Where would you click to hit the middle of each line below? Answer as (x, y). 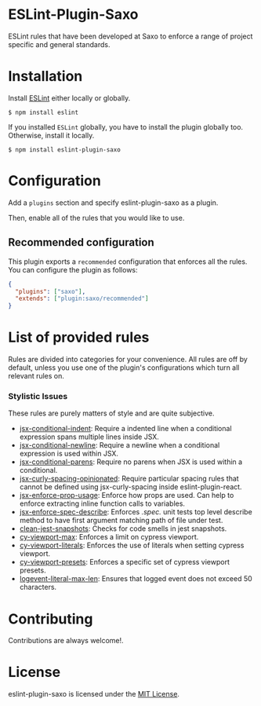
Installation (45, 77)
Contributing (51, 619)
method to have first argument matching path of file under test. (121, 521)
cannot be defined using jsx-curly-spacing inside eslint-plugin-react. (130, 487)
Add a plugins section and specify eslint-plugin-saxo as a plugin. (113, 203)
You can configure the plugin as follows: (73, 269)
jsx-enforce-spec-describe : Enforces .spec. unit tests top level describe (136, 512)
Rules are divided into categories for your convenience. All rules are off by (128, 360)
